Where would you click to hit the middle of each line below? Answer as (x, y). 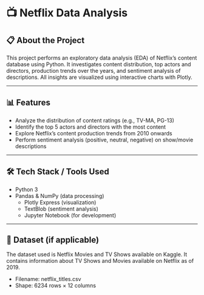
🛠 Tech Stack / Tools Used (58, 172)
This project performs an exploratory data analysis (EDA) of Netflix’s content (102, 58)
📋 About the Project (46, 40)
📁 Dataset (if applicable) (53, 240)
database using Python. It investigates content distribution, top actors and (99, 64)
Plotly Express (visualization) (60, 202)
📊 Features (28, 103)
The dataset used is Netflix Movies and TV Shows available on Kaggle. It (97, 254)
